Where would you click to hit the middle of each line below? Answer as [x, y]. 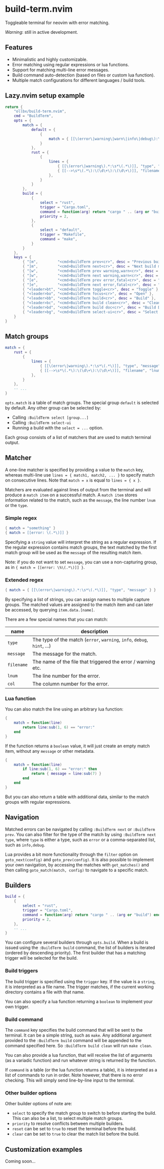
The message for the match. [65, 654]
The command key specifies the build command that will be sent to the [74, 1030]
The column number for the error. [71, 684]
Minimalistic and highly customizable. [50, 59]
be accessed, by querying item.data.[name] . [50, 610]
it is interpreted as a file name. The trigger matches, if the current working [79, 987]
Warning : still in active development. [41, 32]
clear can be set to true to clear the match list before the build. [76, 1134]
